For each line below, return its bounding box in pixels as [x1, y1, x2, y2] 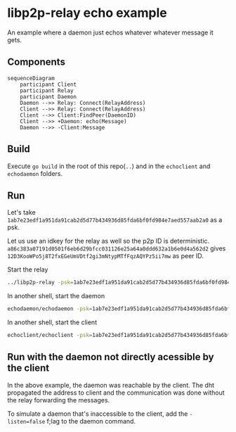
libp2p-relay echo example [7, 5, 167, 21]
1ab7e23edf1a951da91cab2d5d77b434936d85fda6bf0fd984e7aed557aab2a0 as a [7, 216, 223, 224]
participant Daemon [20, 93, 77, 100]
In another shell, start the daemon [7, 292, 105, 300]
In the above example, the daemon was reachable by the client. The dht [7, 381, 215, 389]
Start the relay [7, 265, 48, 274]
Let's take [7, 208, 37, 217]
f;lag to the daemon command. [46, 417, 136, 425]
